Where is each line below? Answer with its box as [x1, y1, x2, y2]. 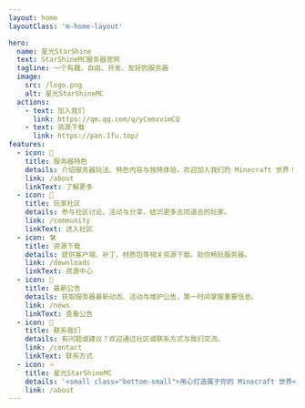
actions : [16, 97, 50, 107]
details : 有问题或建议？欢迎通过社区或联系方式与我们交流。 [25, 334, 225, 344]
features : [8, 140, 46, 149]
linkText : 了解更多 [25, 182, 93, 191]
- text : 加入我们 [25, 106, 86, 115]
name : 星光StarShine [16, 46, 92, 56]
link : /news [25, 301, 70, 310]
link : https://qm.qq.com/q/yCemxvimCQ [32, 115, 180, 124]
